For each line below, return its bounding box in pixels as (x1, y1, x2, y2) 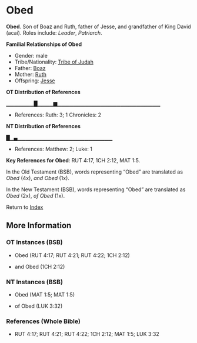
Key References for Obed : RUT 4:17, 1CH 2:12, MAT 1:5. (6, 156, 141, 164)
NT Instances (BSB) (6, 278, 64, 286)
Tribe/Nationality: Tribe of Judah (14, 58, 94, 65)
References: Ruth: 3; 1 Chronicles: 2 (14, 111, 102, 118)
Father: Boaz (14, 64, 46, 71)
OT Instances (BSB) (6, 238, 63, 247)
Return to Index (6, 204, 44, 211)
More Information (6, 221, 72, 231)
